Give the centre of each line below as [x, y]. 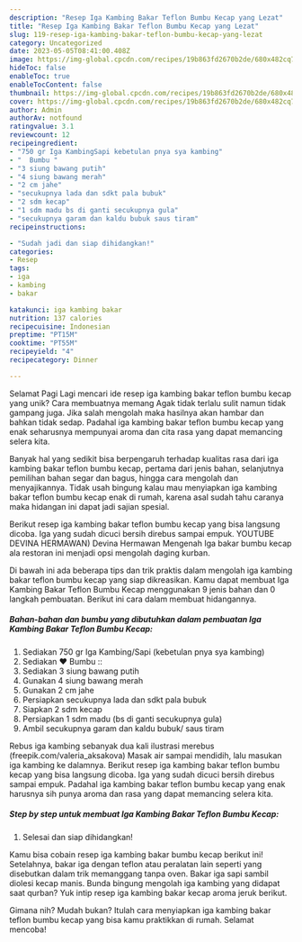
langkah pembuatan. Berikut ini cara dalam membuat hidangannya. [133, 599]
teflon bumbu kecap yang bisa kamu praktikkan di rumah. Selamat [132, 919]
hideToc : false [38, 68]
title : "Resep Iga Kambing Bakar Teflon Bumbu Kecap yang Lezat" [134, 26]
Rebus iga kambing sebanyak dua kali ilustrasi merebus [112, 746]
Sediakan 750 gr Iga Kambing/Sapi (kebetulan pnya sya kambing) [143, 652]
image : [22, 59]
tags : [19, 268]
